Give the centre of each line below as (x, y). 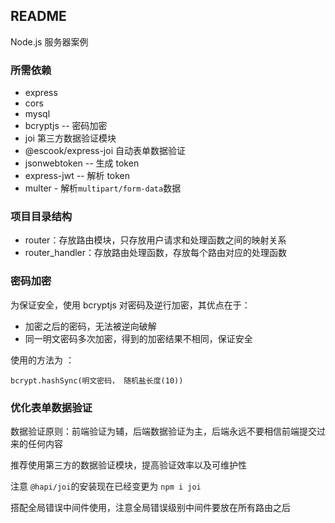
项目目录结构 (41, 217)
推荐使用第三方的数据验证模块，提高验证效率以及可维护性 (128, 465)
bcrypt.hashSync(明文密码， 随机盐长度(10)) (97, 380)
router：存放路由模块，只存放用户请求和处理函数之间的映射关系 (155, 240)
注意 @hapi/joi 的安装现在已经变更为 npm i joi (106, 486)
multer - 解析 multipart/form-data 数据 (103, 188)
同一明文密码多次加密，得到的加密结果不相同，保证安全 (138, 338)
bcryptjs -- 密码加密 (66, 126)
